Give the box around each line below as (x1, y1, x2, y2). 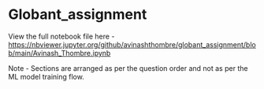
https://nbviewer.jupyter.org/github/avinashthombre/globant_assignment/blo (8, 39, 256, 49)
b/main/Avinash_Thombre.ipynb (8, 48, 111, 57)
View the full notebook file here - (8, 32, 115, 41)
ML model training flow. (8, 72, 84, 81)
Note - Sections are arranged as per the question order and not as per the (8, 63, 248, 72)
